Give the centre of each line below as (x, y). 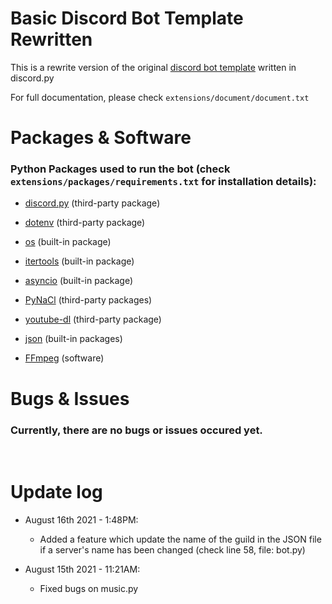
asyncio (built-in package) (79, 281)
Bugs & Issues (70, 398)
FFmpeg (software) (64, 358)
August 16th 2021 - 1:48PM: (81, 519)
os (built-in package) (68, 242)
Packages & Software (101, 138)
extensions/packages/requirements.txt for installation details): (163, 182)
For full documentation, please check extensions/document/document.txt (160, 97)
